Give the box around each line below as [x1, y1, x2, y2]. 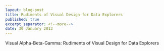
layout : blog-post [5, 7, 44, 13]
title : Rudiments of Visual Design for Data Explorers [5, 12, 123, 17]
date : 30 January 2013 [5, 26, 53, 31]
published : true [5, 17, 39, 22]
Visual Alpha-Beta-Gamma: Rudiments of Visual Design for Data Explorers [5, 40, 159, 46]
